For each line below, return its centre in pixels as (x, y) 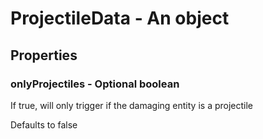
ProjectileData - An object (120, 18)
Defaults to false (44, 124)
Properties (44, 55)
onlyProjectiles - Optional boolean (95, 84)
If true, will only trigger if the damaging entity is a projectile (132, 105)
